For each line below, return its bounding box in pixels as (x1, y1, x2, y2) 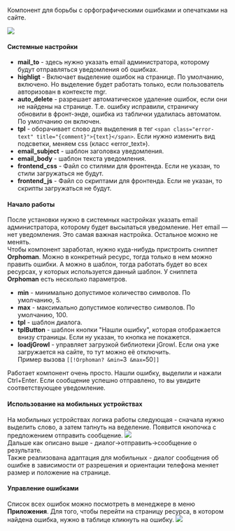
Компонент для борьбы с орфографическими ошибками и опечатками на (7, 6, 228, 14)
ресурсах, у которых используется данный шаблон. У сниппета (7, 268, 198, 276)
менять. (7, 238, 31, 247)
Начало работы (7, 200, 55, 208)
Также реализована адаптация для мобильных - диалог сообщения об (7, 453, 219, 462)
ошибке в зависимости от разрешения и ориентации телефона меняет (7, 460, 219, 469)
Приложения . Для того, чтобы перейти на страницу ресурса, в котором (7, 507, 224, 516)
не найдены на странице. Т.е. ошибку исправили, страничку (17, 103, 199, 111)
